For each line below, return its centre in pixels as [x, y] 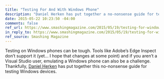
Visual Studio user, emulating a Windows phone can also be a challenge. [78, 61]
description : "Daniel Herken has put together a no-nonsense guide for [79, 14]
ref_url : [14, 28]
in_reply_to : [18, 32]
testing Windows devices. [31, 71]
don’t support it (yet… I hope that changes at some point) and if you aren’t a [81, 56]
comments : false [21, 23]
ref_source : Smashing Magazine [37, 37]
